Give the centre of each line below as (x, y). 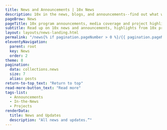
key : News (20, 51)
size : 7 (18, 74)
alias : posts (23, 79)
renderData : (17, 111)
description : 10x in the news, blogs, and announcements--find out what (82, 14)
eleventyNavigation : (27, 42)
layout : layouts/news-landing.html (42, 33)
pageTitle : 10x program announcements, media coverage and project (77, 23)
